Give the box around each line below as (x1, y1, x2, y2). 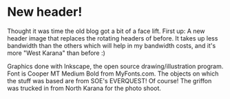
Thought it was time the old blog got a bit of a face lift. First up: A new (7, 27, 205, 35)
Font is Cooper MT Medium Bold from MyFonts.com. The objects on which (7, 69, 219, 78)
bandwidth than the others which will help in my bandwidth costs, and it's (7, 41, 216, 49)
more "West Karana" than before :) (7, 49, 105, 57)
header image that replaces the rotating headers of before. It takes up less (7, 34, 218, 42)
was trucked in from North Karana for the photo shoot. (7, 84, 162, 92)
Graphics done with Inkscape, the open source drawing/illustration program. (7, 62, 224, 70)
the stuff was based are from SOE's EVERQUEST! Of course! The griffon (7, 76, 212, 85)
